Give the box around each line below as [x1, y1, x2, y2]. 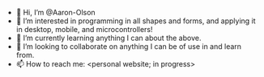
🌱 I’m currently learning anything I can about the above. [15, 33, 202, 43]
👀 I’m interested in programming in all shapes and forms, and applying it [15, 16, 257, 26]
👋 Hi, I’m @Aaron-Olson [15, 8, 96, 17]
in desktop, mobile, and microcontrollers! [15, 25, 153, 34]
